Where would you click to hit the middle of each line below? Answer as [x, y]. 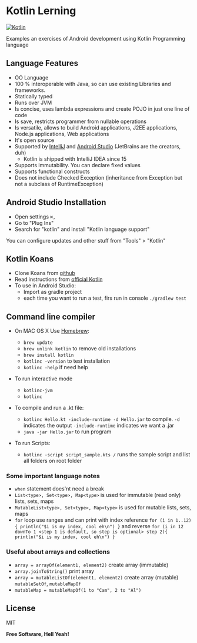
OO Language [31, 77]
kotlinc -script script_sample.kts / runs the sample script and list [107, 455]
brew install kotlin [49, 355]
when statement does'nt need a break [59, 489]
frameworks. [30, 90]
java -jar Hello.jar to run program [67, 432]
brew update [38, 343]
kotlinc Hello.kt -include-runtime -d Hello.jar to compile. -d [102, 419]
